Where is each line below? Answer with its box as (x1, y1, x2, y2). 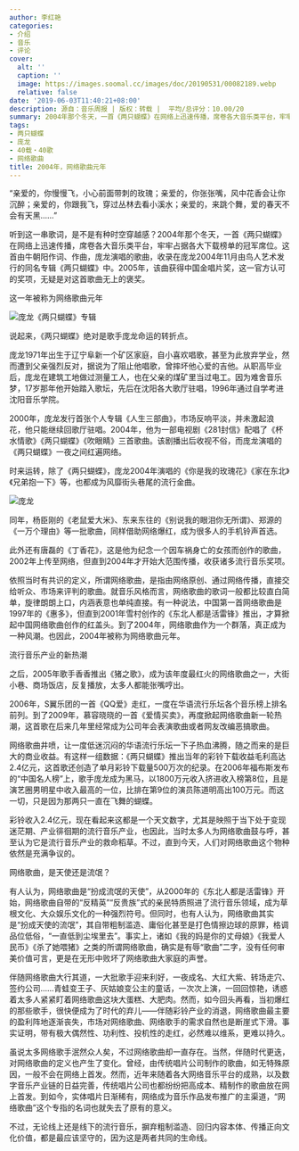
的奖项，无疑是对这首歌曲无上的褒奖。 (9, 274, 149, 285)
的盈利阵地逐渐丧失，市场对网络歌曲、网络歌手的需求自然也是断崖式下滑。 (9, 1016, 282, 1027)
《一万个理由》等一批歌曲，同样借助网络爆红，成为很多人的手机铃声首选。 (9, 526, 282, 536)
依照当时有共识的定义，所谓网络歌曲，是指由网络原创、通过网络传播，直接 (9, 575, 282, 585)
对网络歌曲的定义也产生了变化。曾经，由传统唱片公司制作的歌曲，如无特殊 (9, 1058, 282, 1069)
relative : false (17, 87, 77, 96)
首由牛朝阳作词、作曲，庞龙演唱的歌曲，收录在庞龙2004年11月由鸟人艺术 (9, 252, 278, 262)
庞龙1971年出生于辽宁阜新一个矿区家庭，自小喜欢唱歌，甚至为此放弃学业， (9, 350, 282, 360)
